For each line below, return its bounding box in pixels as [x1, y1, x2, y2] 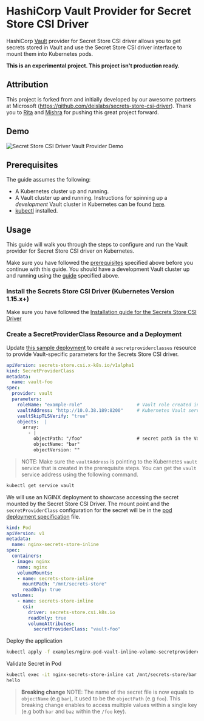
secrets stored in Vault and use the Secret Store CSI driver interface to [6, 44, 183, 51]
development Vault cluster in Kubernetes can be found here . [15, 200, 166, 208]
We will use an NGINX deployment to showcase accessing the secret [6, 493, 179, 501]
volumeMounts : [17, 570, 53, 576]
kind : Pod [6, 524, 32, 531]
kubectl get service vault [6, 482, 75, 488]
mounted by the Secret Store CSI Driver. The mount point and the [6, 500, 170, 507]
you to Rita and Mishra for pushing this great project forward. [6, 108, 159, 116]
